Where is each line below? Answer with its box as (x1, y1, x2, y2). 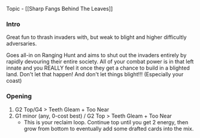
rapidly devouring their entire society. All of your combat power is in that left (6, 58, 194, 65)
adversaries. (6, 40, 37, 47)
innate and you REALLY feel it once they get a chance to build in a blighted (6, 64, 190, 71)
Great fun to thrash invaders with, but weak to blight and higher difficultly (6, 34, 187, 41)
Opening (6, 92, 32, 101)
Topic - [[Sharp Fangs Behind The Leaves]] (6, 5, 113, 12)
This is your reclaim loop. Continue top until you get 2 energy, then (23, 118, 189, 125)
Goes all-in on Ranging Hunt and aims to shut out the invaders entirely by (6, 52, 187, 59)
